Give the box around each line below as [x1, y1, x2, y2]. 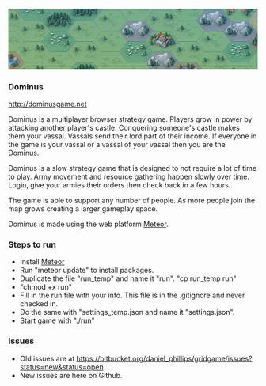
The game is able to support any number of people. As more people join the [8, 195, 256, 205]
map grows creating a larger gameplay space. [8, 203, 158, 214]
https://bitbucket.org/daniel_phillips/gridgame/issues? [76, 354, 253, 363]
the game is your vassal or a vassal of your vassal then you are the [8, 139, 226, 149]
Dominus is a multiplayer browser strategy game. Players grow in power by [8, 114, 253, 123]
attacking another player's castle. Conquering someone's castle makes [8, 123, 240, 132]
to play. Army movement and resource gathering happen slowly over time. [8, 172, 249, 181]
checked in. [19, 299, 58, 308]
